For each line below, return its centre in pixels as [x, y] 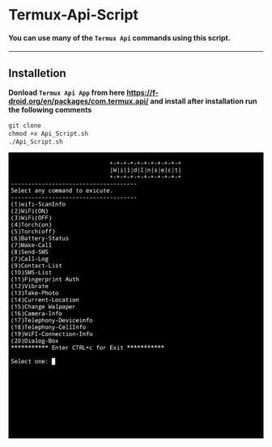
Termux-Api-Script [74, 15]
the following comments [50, 110]
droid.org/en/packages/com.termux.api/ [79, 101]
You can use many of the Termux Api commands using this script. [119, 37]
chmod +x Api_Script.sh [49, 134]
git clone [25, 126]
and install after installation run [204, 101]
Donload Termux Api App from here [67, 93]
